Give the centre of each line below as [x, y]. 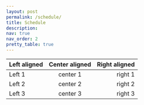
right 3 [126, 93]
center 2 [70, 84]
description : [22, 28]
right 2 [126, 84]
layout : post [22, 12]
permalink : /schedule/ [34, 17]
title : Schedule [26, 22]
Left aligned [26, 64]
